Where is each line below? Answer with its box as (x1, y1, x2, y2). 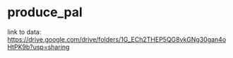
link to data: (7, 28, 42, 36)
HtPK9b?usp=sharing (7, 42, 70, 51)
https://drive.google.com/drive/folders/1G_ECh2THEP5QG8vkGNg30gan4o (7, 35, 227, 43)
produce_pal (7, 4, 83, 21)
